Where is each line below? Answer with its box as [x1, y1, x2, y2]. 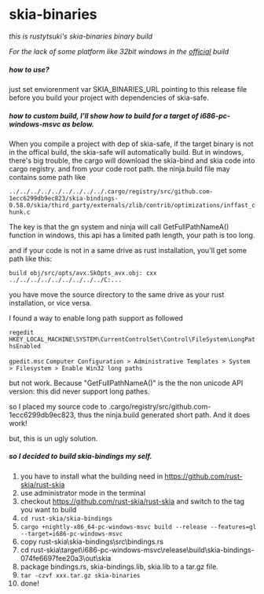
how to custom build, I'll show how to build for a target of [9, 111, 199, 120]
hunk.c [9, 208, 31, 216]
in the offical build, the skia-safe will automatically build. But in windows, [9, 147, 244, 156]
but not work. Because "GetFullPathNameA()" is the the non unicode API [9, 378, 244, 387]
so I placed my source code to [9, 401, 107, 411]
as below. [62, 119, 95, 129]
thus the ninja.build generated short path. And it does [77, 410, 251, 420]
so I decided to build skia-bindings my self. [9, 452, 152, 461]
